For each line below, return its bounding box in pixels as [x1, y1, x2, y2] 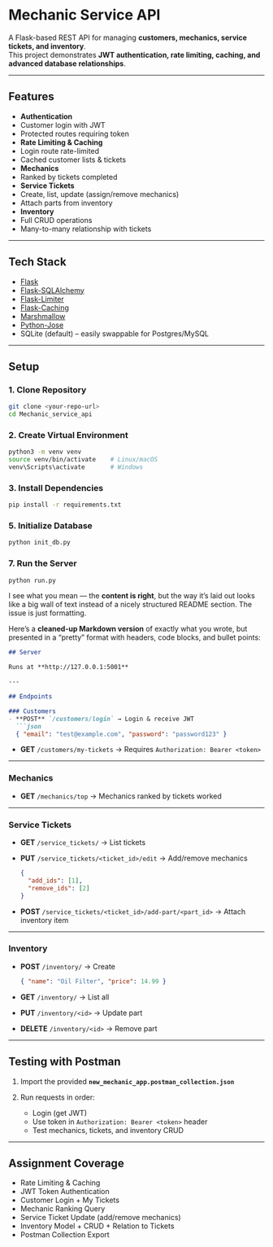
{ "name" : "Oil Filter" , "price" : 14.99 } [19, 977, 167, 986]
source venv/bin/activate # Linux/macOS [8, 456, 158, 464]
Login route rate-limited [19, 146, 100, 155]
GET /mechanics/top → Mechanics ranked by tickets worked [19, 791, 222, 801]
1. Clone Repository [8, 384, 87, 396]
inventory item [19, 915, 69, 925]
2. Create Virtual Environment [8, 429, 128, 440]
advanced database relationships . [8, 59, 126, 68]
